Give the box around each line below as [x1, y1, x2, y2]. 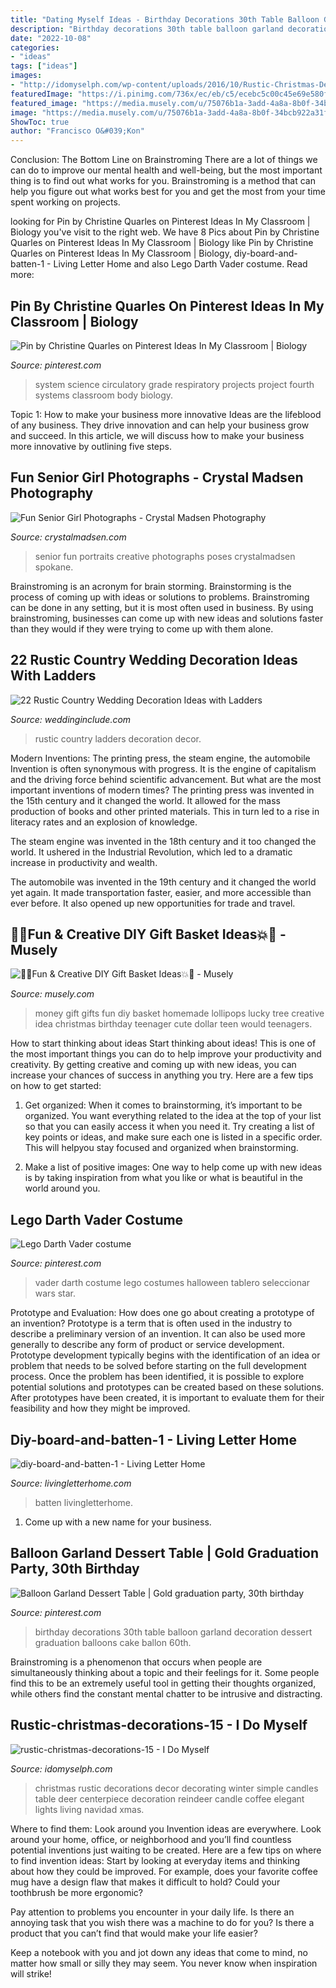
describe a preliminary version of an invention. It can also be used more [10, 1328, 306, 1340]
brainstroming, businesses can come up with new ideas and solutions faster [10, 612, 324, 624]
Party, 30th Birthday [10, 1561, 140, 1578]
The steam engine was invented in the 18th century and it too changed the [10, 835, 317, 847]
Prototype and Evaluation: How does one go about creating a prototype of [10, 1307, 315, 1319]
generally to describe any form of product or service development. [10, 1339, 285, 1351]
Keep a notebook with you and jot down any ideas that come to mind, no [10, 1946, 308, 1958]
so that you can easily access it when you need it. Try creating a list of [24, 1121, 315, 1133]
